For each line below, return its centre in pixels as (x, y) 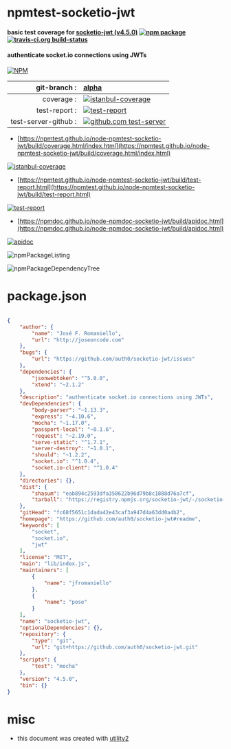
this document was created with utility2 (73, 739)
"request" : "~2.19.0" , (64, 436)
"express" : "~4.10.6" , (64, 417)
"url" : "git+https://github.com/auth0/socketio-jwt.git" (115, 647)
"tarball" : (47, 500)
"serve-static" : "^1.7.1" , (70, 442)
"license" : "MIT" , (46, 558)
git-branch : (56, 87)
